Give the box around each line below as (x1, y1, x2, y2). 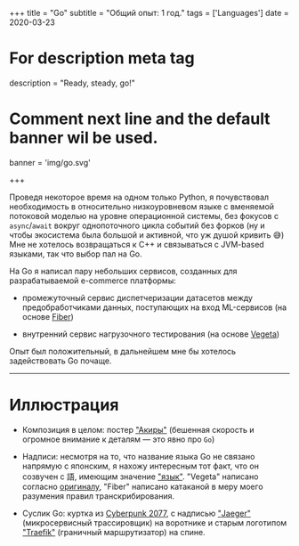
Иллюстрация (9, 395, 119, 415)
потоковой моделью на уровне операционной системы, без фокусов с (9, 210, 279, 221)
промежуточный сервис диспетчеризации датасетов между (21, 292, 254, 303)
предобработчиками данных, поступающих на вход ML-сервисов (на (21, 302, 287, 313)
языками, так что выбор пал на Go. (9, 249, 142, 259)
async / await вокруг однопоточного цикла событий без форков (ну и (9, 220, 265, 231)
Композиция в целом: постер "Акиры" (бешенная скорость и (21, 424, 255, 435)
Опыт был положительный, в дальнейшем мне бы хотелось (9, 346, 237, 356)
